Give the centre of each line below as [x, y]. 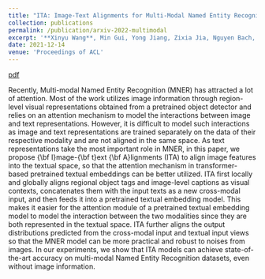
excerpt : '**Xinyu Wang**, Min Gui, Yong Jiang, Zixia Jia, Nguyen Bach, [132, 38]
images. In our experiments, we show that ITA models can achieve [116, 249]
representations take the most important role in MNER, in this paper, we [124, 149]
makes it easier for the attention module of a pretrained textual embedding [129, 207]
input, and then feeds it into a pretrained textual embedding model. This [125, 199]
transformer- [217, 166]
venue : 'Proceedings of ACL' [56, 52]
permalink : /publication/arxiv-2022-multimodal [88, 30]
